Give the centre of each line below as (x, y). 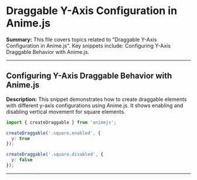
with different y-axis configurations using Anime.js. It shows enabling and (95, 105)
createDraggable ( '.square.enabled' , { (53, 133)
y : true (21, 138)
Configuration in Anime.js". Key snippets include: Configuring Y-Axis (89, 46)
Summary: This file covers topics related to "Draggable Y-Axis (81, 39)
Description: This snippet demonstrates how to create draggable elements (96, 99)
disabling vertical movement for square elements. (66, 111)
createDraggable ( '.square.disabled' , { (55, 154)
